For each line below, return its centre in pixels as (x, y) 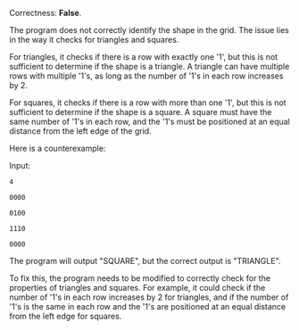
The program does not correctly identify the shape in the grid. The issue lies (149, 30)
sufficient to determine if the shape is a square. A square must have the (141, 112)
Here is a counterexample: (58, 148)
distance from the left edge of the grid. (80, 131)
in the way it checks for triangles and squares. (94, 40)
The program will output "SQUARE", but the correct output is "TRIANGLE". (145, 261)
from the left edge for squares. (66, 316)
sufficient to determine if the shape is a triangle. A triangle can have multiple (149, 66)
